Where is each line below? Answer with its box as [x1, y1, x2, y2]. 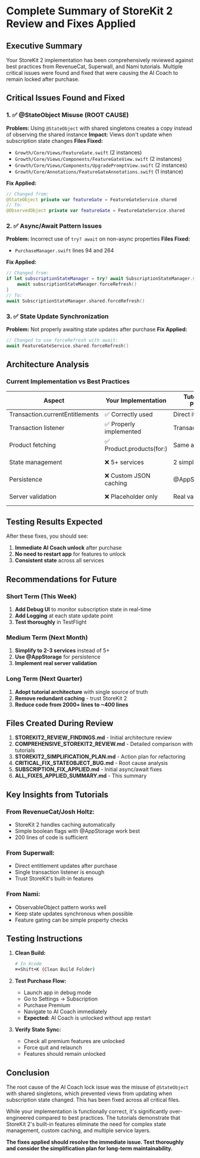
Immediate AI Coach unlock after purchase [14, 544, 122, 551]
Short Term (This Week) [6, 592, 77, 601]
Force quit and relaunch [23, 1044, 82, 1051]
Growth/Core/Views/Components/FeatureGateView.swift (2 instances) [14, 155, 182, 162]
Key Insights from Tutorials [6, 790, 109, 800]
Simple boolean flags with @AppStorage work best [14, 827, 140, 835]
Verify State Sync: [14, 1026, 61, 1033]
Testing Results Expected [6, 516, 103, 527]
